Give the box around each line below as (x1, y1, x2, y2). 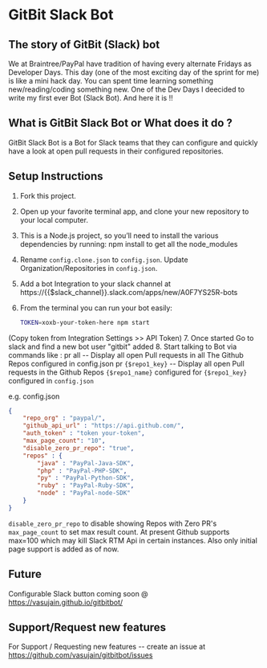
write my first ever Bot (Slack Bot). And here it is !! (8, 93, 174, 102)
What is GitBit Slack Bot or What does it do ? (8, 117, 233, 130)
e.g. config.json (8, 391, 60, 401)
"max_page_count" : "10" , (22, 436, 106, 445)
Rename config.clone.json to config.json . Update (19, 255, 188, 264)
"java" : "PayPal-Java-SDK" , (37, 459, 135, 467)
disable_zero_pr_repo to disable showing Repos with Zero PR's (8, 518, 217, 528)
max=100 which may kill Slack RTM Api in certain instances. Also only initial (8, 535, 258, 545)
